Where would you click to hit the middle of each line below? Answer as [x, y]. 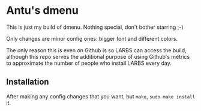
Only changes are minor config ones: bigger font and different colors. [92, 38]
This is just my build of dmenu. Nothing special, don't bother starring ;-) [95, 27]
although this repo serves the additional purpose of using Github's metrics [98, 56]
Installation [28, 82]
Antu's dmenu [43, 10]
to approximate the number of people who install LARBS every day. [89, 63]
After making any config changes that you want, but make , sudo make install [101, 96]
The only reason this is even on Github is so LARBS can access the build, [97, 50]
